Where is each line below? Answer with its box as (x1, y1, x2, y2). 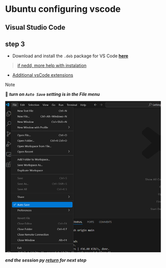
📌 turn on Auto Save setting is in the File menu (5, 91, 100, 97)
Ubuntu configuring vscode (5, 3, 121, 15)
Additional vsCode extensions (12, 72, 73, 78)
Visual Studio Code (5, 23, 66, 32)
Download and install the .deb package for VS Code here (12, 53, 128, 59)
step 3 (5, 40, 25, 48)
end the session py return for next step (5, 257, 86, 263)
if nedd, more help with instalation (17, 63, 87, 69)
